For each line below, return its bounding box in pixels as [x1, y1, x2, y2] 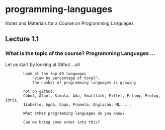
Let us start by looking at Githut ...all [5, 61, 80, 68]
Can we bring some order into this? [23, 119, 100, 124]
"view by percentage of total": [32, 76, 100, 81]
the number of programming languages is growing [32, 80, 136, 85]
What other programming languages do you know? [23, 111, 125, 116]
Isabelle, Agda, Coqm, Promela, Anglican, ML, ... [23, 102, 132, 107]
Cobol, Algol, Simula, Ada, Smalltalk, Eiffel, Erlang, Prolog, [23, 93, 161, 98]
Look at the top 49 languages [23, 71, 87, 76]
